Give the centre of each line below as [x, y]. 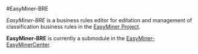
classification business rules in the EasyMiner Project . [74, 27]
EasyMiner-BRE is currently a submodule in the [66, 38]
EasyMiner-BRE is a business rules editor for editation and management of [99, 20]
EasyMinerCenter [28, 45]
